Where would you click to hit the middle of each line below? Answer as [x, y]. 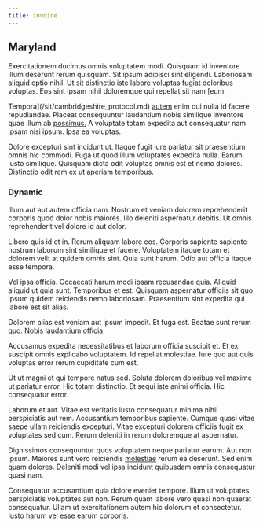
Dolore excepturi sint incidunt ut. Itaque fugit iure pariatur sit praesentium [127, 147]
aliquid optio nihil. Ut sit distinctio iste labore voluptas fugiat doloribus [121, 83]
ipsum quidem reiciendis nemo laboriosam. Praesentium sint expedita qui [126, 298]
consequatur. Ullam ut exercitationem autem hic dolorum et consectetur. [125, 507]
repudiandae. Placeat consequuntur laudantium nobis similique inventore [126, 115]
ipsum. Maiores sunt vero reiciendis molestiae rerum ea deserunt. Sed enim [130, 458]
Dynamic [26, 192]
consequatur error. [38, 394]
